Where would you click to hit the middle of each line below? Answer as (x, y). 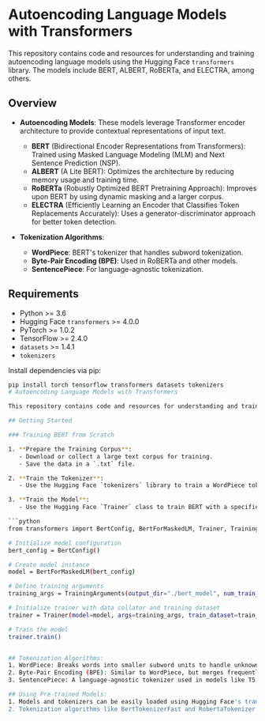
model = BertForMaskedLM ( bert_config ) (72, 572)
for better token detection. (74, 221)
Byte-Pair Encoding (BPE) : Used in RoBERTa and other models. (134, 260)
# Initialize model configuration (65, 543)
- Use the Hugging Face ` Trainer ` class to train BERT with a (123, 508)
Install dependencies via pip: (54, 370)
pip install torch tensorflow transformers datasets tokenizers (116, 385)
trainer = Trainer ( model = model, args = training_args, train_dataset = (123, 615)
